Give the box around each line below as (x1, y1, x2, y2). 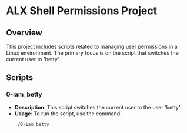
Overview (6, 28, 43, 38)
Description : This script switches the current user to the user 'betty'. (14, 104, 182, 111)
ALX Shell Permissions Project (6, 4, 158, 18)
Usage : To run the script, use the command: (14, 110, 122, 117)
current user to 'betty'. (6, 56, 61, 62)
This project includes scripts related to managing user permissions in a (6, 43, 178, 50)
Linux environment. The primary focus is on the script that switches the (6, 49, 179, 56)
